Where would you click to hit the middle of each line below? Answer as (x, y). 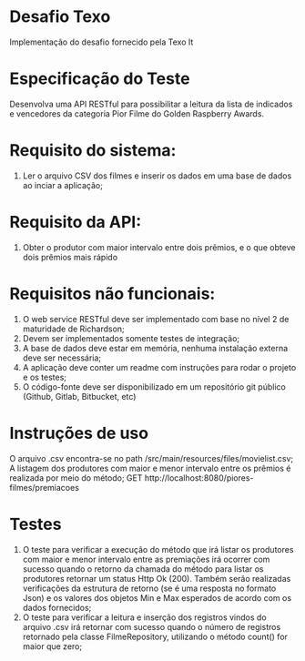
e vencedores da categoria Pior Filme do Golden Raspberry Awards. (137, 113)
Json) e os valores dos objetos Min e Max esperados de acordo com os (157, 597)
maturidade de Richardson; (73, 329)
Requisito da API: (76, 222)
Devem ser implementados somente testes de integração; (131, 338)
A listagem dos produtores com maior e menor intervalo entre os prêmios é (150, 468)
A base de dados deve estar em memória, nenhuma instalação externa (155, 348)
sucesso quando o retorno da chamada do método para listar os (143, 569)
